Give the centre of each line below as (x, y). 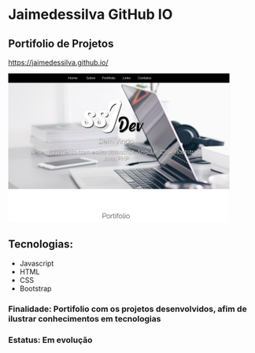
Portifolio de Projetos (61, 44)
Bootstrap (35, 288)
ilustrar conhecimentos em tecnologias (85, 318)
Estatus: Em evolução (50, 340)
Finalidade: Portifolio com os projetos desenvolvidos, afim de (128, 309)
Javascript (37, 263)
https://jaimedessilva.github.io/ (58, 62)
